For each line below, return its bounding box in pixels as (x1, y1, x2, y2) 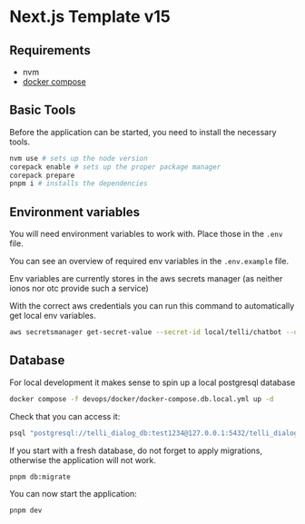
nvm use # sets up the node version (9, 153, 148, 163)
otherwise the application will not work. (9, 454, 157, 465)
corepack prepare (9, 171, 75, 180)
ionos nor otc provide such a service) (9, 283, 150, 294)
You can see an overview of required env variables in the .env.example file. (9, 256, 289, 267)
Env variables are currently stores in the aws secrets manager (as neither (9, 273, 283, 284)
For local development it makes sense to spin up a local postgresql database (9, 377, 296, 388)
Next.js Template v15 (9, 6, 171, 27)
